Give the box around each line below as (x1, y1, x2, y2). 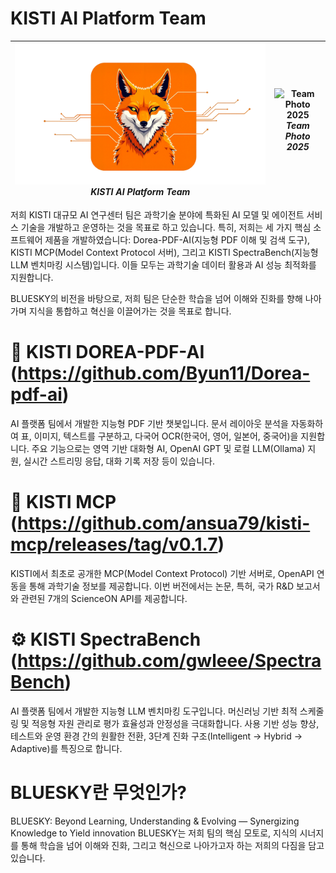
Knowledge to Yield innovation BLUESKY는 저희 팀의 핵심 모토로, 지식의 (10, 827, 298, 839)
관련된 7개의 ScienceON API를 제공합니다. (20, 592, 188, 604)
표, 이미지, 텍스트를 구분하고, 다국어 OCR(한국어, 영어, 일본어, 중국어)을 (20, 430, 299, 442)
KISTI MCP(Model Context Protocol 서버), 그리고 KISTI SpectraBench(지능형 (10, 246, 319, 258)
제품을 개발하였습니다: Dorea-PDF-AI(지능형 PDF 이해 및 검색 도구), (44, 233, 311, 246)
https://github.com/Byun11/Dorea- (17, 362, 311, 384)
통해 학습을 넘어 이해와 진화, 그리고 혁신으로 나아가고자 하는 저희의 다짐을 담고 (20, 839, 325, 851)
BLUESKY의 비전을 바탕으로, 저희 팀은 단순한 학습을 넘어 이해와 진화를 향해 (10, 292, 303, 304)
